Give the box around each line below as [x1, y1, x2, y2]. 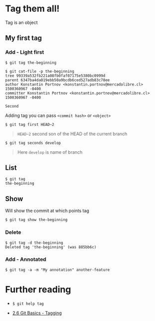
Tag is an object [5, 19, 38, 25]
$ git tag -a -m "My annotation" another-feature [5, 267, 110, 272]
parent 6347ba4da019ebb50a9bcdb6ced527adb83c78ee [5, 78, 110, 83]
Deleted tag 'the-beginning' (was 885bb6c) [5, 244, 97, 249]
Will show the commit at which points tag [5, 208, 89, 214]
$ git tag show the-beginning [5, 217, 68, 222]
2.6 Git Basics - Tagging [12, 310, 62, 316]
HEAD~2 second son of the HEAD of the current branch [17, 130, 128, 137]
